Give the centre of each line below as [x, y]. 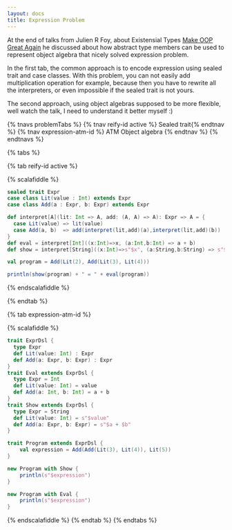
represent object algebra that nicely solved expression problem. [98, 54]
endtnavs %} [26, 139]
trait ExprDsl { [30, 341]
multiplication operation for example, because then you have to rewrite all [112, 82]
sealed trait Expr [33, 192]
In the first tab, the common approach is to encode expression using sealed [115, 68]
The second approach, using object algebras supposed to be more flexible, [114, 103]
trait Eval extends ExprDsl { [51, 373]
